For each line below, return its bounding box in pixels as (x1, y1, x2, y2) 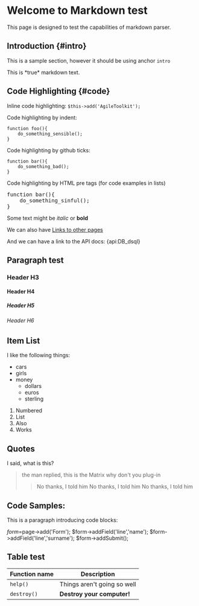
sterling (24, 395, 44, 402)
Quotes (7, 443, 36, 454)
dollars (24, 383, 42, 390)
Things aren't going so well (59, 579, 136, 588)
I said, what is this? (7, 460, 54, 467)
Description (80, 570, 115, 578)
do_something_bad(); (17, 163, 69, 169)
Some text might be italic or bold (7, 214, 89, 222)
